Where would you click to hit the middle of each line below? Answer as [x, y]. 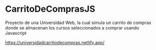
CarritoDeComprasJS [50, 9]
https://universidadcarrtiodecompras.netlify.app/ [55, 42]
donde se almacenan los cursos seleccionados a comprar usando [72, 27]
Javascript [16, 33]
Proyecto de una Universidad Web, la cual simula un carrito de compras [78, 23]
